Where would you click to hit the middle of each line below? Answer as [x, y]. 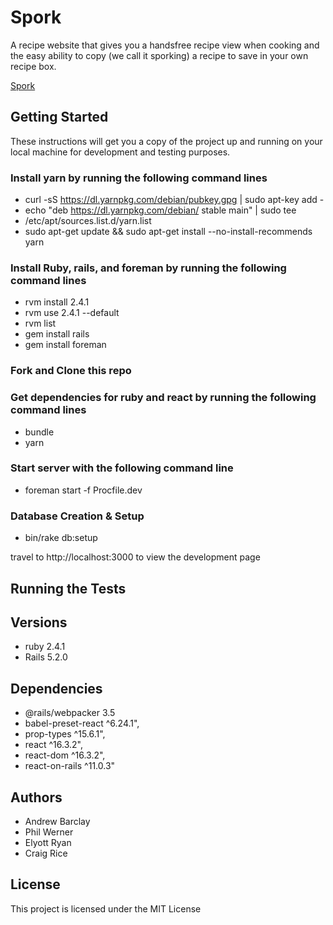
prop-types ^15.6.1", [65, 734]
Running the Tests [68, 588]
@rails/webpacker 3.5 [70, 713]
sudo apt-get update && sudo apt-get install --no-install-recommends [168, 232]
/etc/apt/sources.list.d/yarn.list [88, 221]
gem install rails [57, 334]
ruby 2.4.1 [45, 647]
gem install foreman [65, 345]
